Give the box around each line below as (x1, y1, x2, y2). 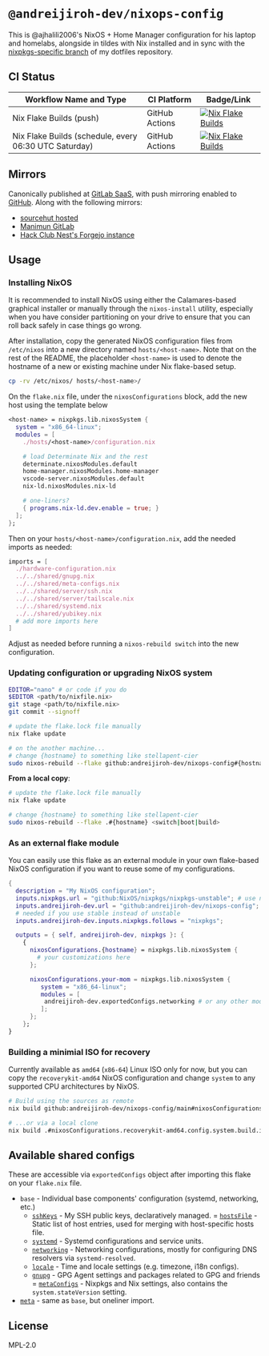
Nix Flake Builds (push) (12, 112, 100, 123)
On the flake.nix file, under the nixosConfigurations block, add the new (8, 391, 248, 402)
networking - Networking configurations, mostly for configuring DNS (31, 1245, 258, 1254)
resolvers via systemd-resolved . (31, 1254, 136, 1263)
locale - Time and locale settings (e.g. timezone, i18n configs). (31, 1262, 239, 1271)
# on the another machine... (8, 744, 106, 752)
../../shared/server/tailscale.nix (15, 595, 134, 603)
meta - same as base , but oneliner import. (19, 1296, 155, 1306)
